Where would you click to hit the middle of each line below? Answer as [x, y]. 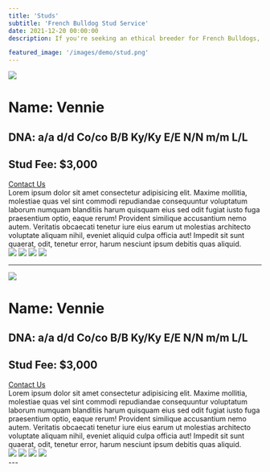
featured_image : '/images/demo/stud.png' [79, 53]
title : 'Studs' [34, 16]
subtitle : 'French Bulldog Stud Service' [79, 23]
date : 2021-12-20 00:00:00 [53, 31]
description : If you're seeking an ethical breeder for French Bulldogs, [135, 38]
